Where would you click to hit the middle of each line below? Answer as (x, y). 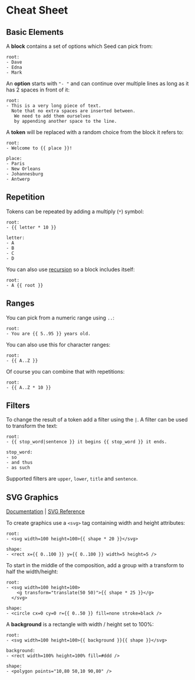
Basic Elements (35, 32)
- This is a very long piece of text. (54, 106)
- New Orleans (24, 169)
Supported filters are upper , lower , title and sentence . (72, 479)
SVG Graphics (32, 497)
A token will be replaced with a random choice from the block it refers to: (95, 132)
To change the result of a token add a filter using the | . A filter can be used (97, 420)
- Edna (14, 67)
